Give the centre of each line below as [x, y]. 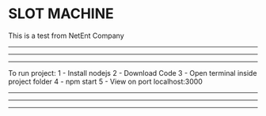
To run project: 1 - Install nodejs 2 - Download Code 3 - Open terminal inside [133, 73]
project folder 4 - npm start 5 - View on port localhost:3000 [106, 81]
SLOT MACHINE [61, 14]
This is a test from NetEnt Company [66, 36]
